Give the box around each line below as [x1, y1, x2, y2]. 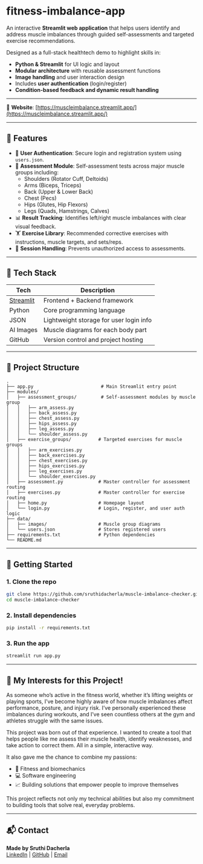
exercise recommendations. [6, 37, 76, 44]
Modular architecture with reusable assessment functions [14, 67, 161, 74]
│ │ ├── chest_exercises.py [6, 458, 88, 464]
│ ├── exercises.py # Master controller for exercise [6, 489, 185, 496]
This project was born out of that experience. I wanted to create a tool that [6, 728, 192, 736]
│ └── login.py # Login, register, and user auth [6, 505, 185, 512]
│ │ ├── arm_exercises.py [6, 447, 83, 453]
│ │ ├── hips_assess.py [6, 421, 77, 427]
